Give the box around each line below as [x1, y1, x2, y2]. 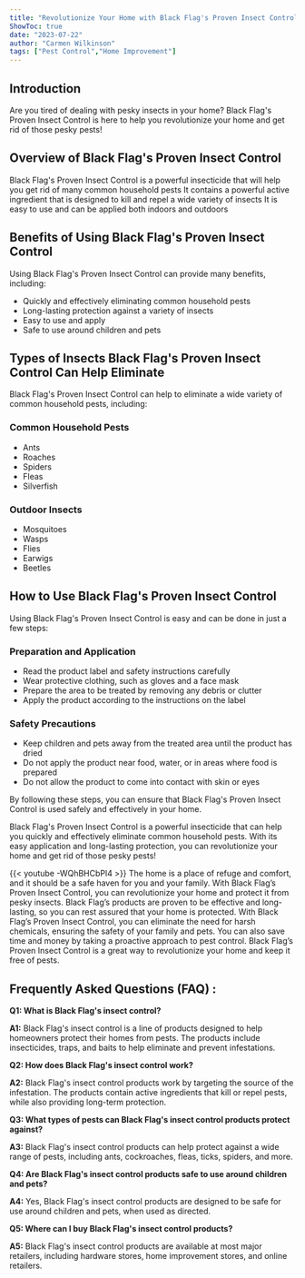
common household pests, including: [9, 399, 148, 410]
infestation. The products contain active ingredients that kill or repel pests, [9, 1087, 288, 1098]
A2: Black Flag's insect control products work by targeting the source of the [9, 1077, 294, 1088]
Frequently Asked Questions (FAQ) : [9, 981, 217, 996]
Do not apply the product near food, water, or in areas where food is [22, 758, 278, 768]
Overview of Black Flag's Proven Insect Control [9, 151, 281, 166]
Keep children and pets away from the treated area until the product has [22, 738, 292, 749]
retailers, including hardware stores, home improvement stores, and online [9, 1251, 288, 1262]
